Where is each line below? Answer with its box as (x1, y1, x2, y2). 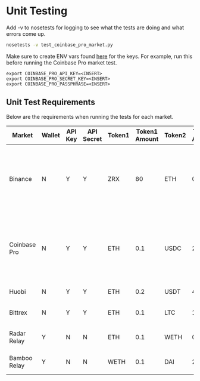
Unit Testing (6, 4, 68, 18)
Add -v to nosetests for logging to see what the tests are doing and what (6, 24, 185, 31)
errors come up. (6, 30, 46, 37)
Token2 (164, 131, 186, 139)
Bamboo (9, 354, 33, 362)
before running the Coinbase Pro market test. (6, 59, 117, 66)
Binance (9, 174, 32, 183)
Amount (135, 134, 159, 143)
